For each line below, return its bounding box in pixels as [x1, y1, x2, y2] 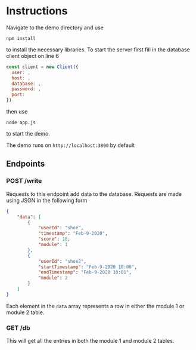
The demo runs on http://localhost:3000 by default [6, 142, 135, 149]
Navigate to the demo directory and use [6, 24, 104, 31]
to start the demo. [6, 130, 51, 137]
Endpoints [6, 159, 45, 169]
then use [6, 108, 28, 115]
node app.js [6, 119, 36, 126]
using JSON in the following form [6, 197, 88, 204]
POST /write [6, 177, 42, 185]
